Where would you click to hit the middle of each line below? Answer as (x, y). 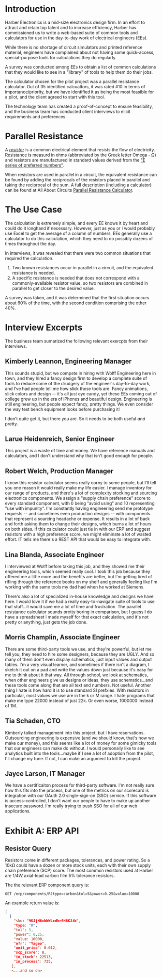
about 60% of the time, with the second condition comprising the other (76, 303)
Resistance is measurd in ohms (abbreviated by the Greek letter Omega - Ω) (81, 155)
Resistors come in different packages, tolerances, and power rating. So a (78, 860)
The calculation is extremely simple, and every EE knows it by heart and (77, 223)
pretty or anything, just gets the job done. (46, 622)
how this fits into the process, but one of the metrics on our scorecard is (77, 790)
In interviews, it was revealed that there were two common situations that (78, 253)
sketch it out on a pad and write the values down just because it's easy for (79, 669)
